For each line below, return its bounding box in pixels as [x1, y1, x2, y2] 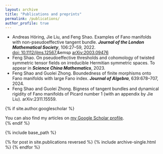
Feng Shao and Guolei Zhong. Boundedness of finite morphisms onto [12, 70, 151, 76]
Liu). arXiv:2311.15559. [12, 96, 57, 102]
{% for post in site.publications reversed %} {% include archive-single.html [5, 139, 156, 145]
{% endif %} [5, 120, 30, 126]
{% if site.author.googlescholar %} [5, 106, 75, 112]
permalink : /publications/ [5, 16, 60, 21]
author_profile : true [5, 20, 49, 26]
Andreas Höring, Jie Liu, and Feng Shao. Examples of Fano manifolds [12, 34, 151, 40]
